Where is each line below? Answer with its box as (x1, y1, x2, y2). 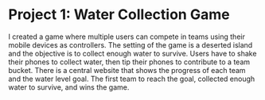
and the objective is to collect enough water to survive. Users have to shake (8, 48, 257, 58)
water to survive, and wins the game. (8, 82, 130, 92)
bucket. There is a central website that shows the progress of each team (8, 65, 246, 75)
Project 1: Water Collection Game (8, 6, 230, 24)
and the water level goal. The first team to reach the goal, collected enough (8, 74, 255, 83)
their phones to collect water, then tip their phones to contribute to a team (8, 57, 251, 67)
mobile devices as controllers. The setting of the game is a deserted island (8, 40, 253, 49)
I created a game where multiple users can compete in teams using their (8, 32, 245, 41)
